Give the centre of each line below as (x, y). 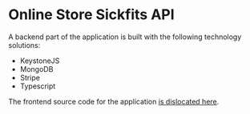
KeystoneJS (40, 61)
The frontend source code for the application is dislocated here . (114, 101)
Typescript (38, 86)
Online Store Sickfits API (91, 15)
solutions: (24, 45)
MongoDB (36, 69)
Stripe (30, 77)
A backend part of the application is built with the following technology (125, 37)
